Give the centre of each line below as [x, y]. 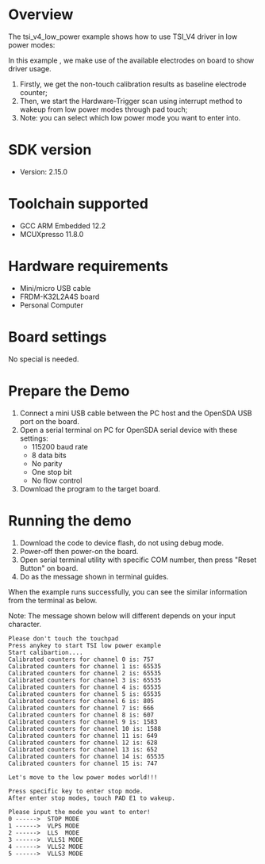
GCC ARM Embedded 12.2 [62, 226]
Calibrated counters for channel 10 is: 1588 [84, 728]
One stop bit [52, 472]
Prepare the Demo [69, 391]
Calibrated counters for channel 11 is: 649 [83, 736]
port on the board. [49, 421]
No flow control [57, 480]
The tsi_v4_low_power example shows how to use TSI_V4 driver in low [123, 36]
